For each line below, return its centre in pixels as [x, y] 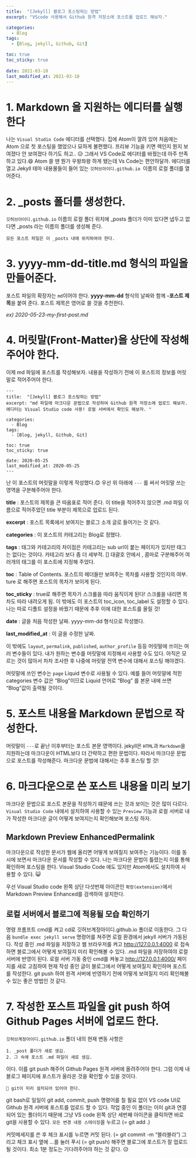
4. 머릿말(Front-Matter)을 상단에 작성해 [97, 340]
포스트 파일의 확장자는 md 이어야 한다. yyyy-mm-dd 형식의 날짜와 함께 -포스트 [95, 296]
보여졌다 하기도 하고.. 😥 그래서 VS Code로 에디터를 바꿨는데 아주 [102, 154]
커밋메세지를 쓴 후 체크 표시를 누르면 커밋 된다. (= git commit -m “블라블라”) [93, 1134]
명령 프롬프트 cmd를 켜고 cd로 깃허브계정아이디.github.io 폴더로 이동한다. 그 [94, 929]
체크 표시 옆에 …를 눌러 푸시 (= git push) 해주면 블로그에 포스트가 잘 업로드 [102, 1142]
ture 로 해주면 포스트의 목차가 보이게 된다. [54, 582]
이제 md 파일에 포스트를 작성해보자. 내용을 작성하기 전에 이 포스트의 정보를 [91, 373]
